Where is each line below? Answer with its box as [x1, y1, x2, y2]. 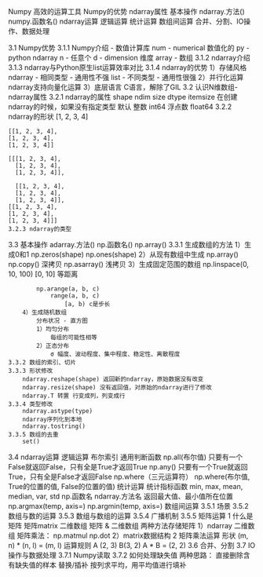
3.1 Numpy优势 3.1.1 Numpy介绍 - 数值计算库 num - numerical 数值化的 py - [8, 43, 250, 53]
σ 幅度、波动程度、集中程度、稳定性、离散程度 [49, 350, 181, 358]
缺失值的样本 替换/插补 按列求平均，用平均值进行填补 [14, 561, 187, 569]
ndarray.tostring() [22, 422, 86, 430]
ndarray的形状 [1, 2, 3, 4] [8, 112, 89, 121]
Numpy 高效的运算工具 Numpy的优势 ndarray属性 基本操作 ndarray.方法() [8, 7, 245, 16]
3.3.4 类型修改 [8, 400, 53, 408]
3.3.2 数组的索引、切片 [8, 359, 77, 367]
